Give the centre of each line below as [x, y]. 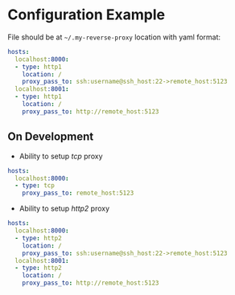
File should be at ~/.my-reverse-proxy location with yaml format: [114, 37]
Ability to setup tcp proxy [61, 156]
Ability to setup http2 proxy [64, 209]
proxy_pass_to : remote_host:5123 [78, 193]
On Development [51, 137]
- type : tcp [35, 186]
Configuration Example [87, 15]
